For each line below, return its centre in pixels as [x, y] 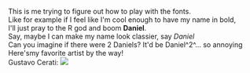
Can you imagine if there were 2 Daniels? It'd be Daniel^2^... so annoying [125, 45]
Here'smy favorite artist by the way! [66, 53]
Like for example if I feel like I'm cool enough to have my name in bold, [122, 20]
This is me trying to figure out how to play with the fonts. [99, 11]
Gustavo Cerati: [33, 62]
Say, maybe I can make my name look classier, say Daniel [101, 36]
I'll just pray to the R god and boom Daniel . [77, 28]
